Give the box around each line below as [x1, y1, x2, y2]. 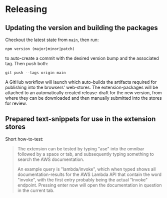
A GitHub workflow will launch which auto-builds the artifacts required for [5, 79, 157, 85]
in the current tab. [17, 187, 55, 193]
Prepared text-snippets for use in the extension [5, 115, 156, 123]
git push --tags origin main [5, 70, 66, 75]
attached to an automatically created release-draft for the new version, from [5, 90, 162, 96]
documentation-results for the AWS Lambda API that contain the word [17, 171, 161, 177]
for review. [5, 100, 27, 106]
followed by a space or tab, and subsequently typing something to [17, 151, 154, 157]
